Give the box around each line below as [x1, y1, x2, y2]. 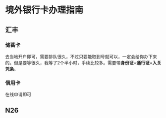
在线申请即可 [5, 91, 31, 97]
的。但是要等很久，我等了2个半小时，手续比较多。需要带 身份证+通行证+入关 [5, 59, 162, 65]
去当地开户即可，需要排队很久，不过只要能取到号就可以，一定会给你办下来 [5, 54, 157, 59]
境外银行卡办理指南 [5, 4, 84, 16]
